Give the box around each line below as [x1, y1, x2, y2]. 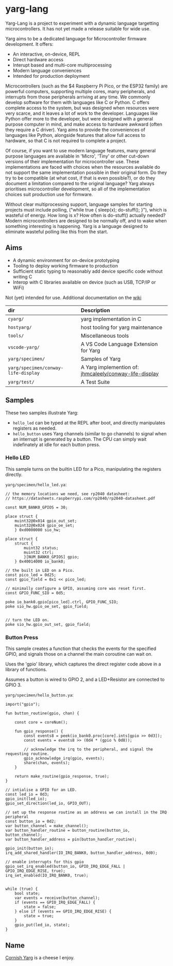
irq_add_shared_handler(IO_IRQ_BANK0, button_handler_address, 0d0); [5, 850, 158, 856]
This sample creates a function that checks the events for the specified [5, 645, 157, 652]
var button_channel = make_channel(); [5, 823, 89, 829]
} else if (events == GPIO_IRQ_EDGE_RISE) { [14, 909, 112, 914]
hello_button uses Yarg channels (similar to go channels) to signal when [12, 430, 167, 436]
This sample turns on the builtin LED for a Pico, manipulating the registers [5, 466, 161, 472]
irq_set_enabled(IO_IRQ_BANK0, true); [5, 873, 89, 878]
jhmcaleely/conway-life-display [80, 370, 159, 377]
